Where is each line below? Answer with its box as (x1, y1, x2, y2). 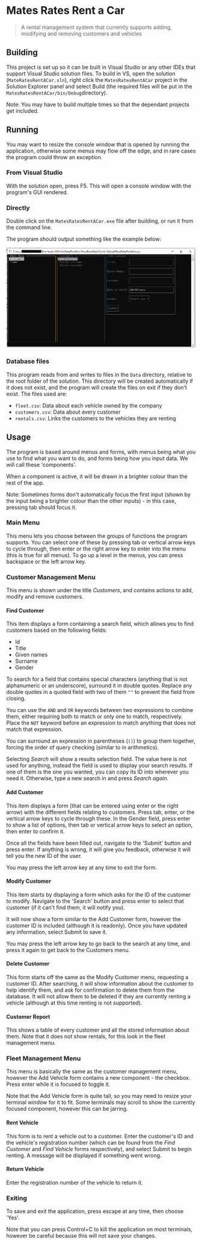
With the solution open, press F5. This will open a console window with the (6, 182, 191, 189)
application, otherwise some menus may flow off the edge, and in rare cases (6, 147, 196, 154)
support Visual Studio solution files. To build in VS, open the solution (6, 70, 176, 77)
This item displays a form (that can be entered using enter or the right (6, 802, 179, 809)
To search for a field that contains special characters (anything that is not (6, 676, 188, 683)
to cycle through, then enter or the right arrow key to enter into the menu (6, 545, 186, 552)
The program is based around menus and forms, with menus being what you (6, 448, 196, 455)
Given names (14, 651, 48, 658)
